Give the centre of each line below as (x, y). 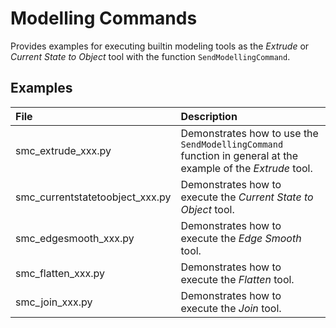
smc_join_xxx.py (54, 302)
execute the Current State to (247, 197)
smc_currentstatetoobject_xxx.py (93, 197)
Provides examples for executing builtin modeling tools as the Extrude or (160, 46)
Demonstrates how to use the (249, 133)
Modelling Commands (104, 18)
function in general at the (239, 155)
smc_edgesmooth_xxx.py (75, 238)
